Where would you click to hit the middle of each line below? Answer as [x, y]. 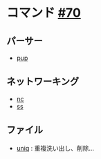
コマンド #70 [44, 13]
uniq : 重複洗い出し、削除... [55, 148]
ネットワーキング [43, 82]
